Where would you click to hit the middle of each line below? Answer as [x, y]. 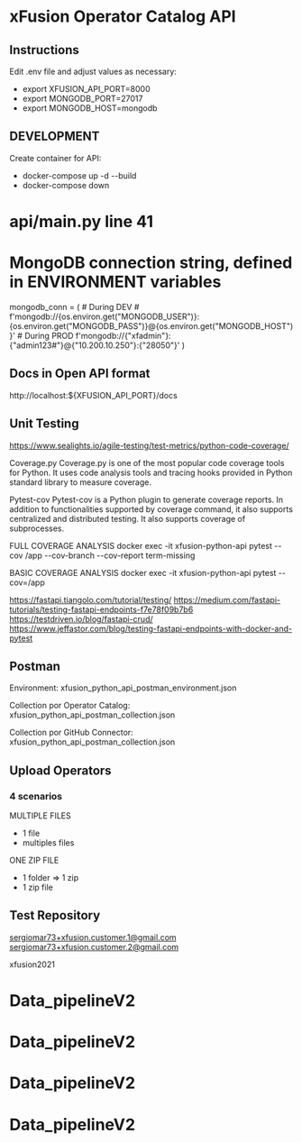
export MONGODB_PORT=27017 [82, 98]
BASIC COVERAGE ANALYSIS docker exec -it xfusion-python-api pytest [143, 572]
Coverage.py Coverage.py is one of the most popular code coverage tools [147, 462]
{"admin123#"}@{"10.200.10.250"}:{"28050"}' [95, 345]
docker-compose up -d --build [79, 175]
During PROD [49, 335]
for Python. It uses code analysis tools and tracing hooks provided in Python [151, 472]
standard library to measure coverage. [80, 482]
